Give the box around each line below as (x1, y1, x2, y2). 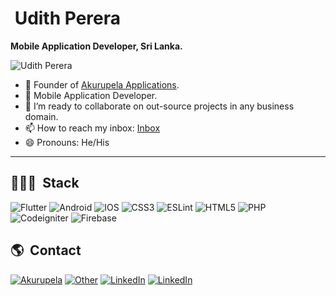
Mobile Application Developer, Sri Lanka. (10, 40, 183, 52)
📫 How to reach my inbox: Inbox (24, 122, 161, 134)
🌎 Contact (10, 242, 82, 259)
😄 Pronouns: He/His (24, 136, 110, 148)
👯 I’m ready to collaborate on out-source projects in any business (24, 100, 295, 112)
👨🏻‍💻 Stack (10, 175, 80, 192)
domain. (24, 110, 59, 122)
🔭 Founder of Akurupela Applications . (24, 78, 180, 91)
